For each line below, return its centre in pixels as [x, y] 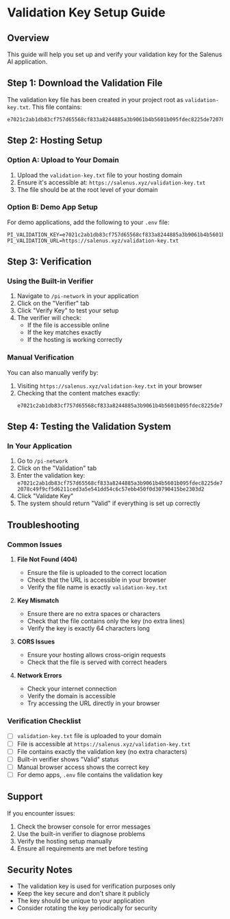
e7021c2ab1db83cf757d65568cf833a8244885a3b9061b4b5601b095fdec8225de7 [120, 483]
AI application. [27, 62]
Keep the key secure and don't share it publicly [84, 894]
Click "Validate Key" [45, 496]
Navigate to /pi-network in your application [78, 296]
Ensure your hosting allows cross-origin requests [97, 655]
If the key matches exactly [64, 332]
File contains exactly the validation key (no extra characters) [102, 751]
